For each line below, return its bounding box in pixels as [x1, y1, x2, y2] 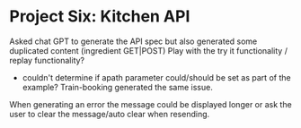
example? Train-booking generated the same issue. [22, 81, 213, 92]
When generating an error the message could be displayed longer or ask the [9, 98, 292, 109]
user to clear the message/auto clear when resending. [9, 108, 210, 119]
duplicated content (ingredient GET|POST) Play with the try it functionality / [9, 45, 288, 55]
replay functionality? [9, 55, 85, 65]
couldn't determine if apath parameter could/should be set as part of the [22, 72, 291, 82]
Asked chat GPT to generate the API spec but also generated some [9, 36, 258, 47]
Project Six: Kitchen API [9, 6, 190, 27]
